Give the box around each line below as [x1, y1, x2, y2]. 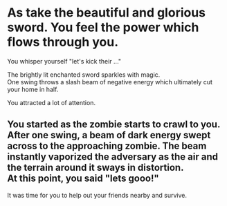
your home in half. [7, 85, 59, 93]
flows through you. [7, 35, 119, 50]
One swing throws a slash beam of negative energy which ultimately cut [7, 77, 213, 86]
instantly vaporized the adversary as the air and [7, 151, 219, 163]
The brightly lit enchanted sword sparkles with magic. [7, 71, 161, 79]
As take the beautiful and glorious [7, 5, 206, 21]
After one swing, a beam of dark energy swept [7, 129, 211, 141]
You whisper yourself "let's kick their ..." [7, 57, 122, 65]
